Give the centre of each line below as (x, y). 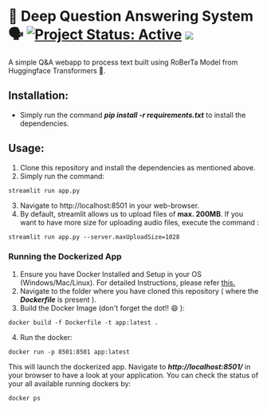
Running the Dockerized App (65, 256)
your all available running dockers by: (70, 383)
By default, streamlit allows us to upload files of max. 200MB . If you (132, 213)
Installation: (39, 96)
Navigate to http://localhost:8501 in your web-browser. (110, 205)
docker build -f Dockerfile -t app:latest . (83, 322)
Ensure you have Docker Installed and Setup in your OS (110, 274)
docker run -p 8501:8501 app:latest (69, 352)
